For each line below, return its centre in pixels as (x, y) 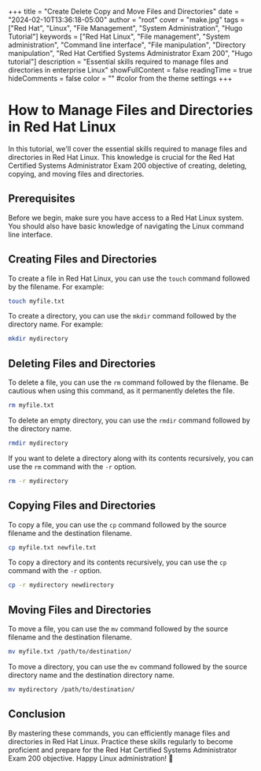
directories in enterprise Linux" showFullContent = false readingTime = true (130, 70)
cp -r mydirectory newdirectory (61, 585)
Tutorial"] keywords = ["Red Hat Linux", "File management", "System (119, 36)
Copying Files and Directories (82, 506)
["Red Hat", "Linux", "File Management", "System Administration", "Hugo (125, 28)
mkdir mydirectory (38, 339)
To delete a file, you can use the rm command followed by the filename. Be (129, 382)
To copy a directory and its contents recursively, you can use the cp (118, 562)
